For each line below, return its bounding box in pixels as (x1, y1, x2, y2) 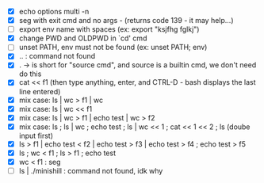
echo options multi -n (18, 7, 90, 16)
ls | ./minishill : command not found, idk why (18, 166, 163, 175)
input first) (18, 131, 53, 140)
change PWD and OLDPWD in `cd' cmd (18, 33, 147, 43)
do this (18, 69, 42, 78)
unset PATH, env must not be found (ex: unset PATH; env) (18, 43, 208, 52)
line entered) (18, 86, 61, 96)
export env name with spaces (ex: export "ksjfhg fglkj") (18, 25, 200, 34)
